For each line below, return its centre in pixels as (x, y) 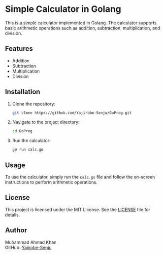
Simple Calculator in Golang (63, 9)
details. (13, 215)
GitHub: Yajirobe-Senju (28, 247)
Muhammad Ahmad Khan (31, 242)
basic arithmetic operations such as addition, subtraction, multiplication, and (82, 28)
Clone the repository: (34, 104)
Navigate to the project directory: (46, 122)
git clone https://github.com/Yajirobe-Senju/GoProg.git (72, 113)
